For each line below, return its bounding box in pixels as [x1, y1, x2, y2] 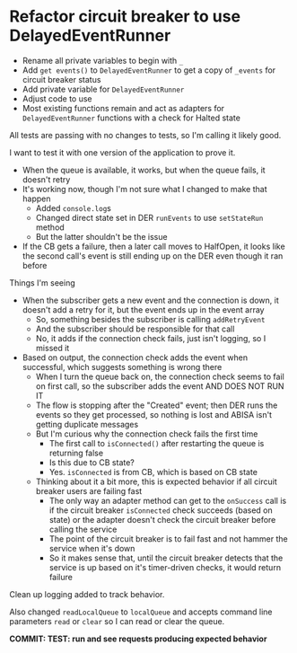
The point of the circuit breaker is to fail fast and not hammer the [48, 533, 289, 544]
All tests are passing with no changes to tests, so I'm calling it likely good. [9, 129, 282, 140]
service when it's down [48, 543, 135, 553]
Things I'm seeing [9, 277, 76, 288]
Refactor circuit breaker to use [9, 6, 240, 27]
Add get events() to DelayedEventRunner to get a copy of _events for [22, 65, 276, 75]
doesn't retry [22, 173, 71, 185]
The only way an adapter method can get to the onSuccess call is [48, 495, 287, 506]
